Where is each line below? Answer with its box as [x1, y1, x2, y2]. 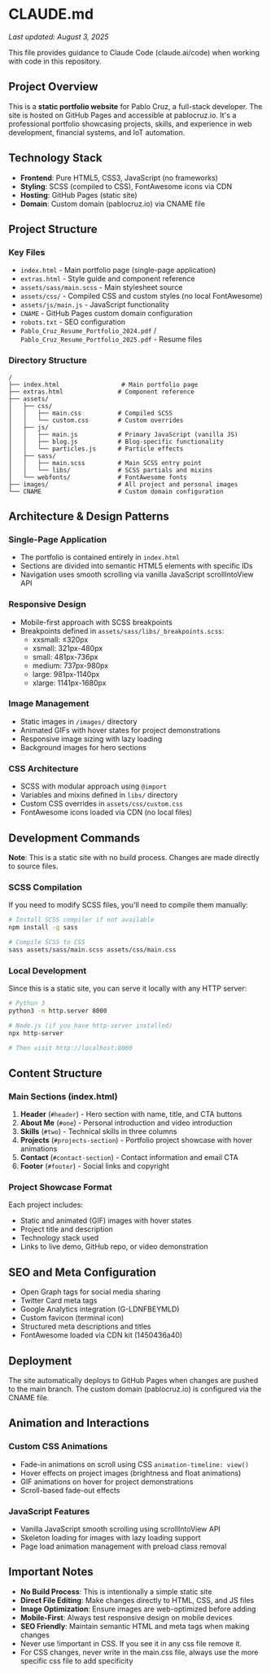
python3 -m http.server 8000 [8, 1007, 107, 1015]
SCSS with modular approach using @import [20, 781, 168, 791]
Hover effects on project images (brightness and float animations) [20, 1468, 242, 1478]
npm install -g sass [8, 924, 79, 932]
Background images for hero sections [20, 742, 146, 752]
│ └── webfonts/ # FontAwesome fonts [8, 473, 187, 481]
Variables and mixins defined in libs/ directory [20, 790, 178, 800]
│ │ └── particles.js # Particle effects [8, 445, 184, 453]
